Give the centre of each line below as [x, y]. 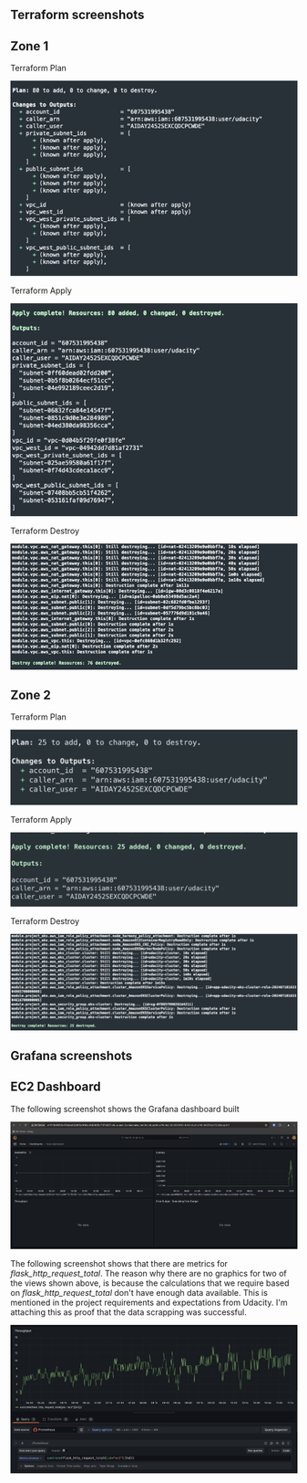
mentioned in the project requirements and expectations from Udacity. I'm [149, 1302]
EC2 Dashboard [56, 1087]
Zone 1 [30, 46]
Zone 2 [31, 695]
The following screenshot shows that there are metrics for [119, 1263]
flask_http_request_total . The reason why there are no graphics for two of [148, 1273]
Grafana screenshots [72, 1056]
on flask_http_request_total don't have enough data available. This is [139, 1293]
